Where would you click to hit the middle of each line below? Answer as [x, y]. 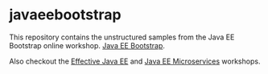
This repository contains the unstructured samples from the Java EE [122, 37]
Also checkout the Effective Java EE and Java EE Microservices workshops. [135, 61]
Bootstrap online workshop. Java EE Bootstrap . [87, 45]
